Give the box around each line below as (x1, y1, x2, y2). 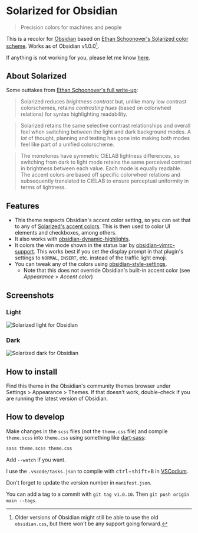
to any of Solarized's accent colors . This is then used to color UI (14, 223, 171, 230)
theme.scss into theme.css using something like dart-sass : (6, 434, 146, 441)
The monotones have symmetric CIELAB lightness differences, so (20, 152, 180, 160)
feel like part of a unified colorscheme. (20, 141, 115, 148)
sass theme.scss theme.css (6, 445, 72, 451)
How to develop (6, 412, 65, 422)
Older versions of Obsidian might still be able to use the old (14, 513, 159, 521)
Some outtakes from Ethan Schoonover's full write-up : (6, 87, 138, 94)
